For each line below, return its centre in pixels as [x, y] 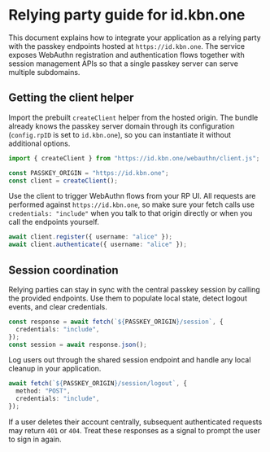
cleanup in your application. [55, 369]
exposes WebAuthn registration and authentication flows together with [127, 55]
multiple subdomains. [44, 72]
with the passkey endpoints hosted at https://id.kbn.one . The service [127, 46]
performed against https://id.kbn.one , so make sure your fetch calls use [131, 204]
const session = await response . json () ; [78, 344]
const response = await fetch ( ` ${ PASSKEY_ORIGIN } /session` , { [116, 322]
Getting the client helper [71, 98]
